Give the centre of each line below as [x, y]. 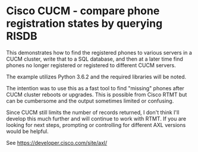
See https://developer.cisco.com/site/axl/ [57, 142]
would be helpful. [27, 131]
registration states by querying [84, 23]
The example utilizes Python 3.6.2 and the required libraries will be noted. [96, 77]
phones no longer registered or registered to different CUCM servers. [91, 65]
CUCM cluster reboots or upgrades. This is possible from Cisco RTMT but [97, 94]
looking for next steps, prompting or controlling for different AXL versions [96, 125]
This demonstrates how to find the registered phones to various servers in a [99, 52]
